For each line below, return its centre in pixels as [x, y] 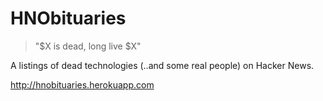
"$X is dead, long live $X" [88, 46]
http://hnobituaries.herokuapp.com [82, 84]
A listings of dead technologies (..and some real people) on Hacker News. [162, 65]
